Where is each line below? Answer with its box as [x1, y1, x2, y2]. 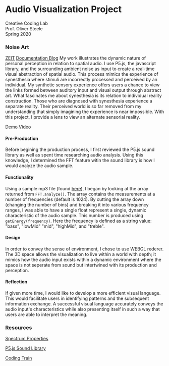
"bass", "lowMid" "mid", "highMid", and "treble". [5, 223, 105, 229]
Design [5, 235, 21, 241]
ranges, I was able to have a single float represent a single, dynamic [5, 207, 147, 213]
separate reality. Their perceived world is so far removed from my [5, 103, 142, 110]
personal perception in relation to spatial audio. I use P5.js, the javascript [5, 61, 156, 67]
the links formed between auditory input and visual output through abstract [5, 87, 161, 93]
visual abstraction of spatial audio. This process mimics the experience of [5, 71, 158, 77]
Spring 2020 [5, 31, 31, 37]
